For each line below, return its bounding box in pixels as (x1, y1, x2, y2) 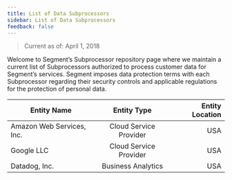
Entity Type (113, 105, 152, 115)
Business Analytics (101, 161, 164, 171)
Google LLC (10, 146, 49, 156)
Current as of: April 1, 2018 (23, 42, 100, 51)
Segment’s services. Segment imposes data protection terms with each (7, 70, 211, 78)
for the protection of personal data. (7, 84, 107, 93)
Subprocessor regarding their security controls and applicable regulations (7, 78, 217, 86)
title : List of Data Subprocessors (7, 10, 110, 17)
